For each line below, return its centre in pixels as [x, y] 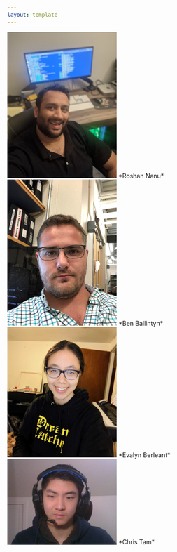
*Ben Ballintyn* [140, 323]
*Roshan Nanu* [141, 176]
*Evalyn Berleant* [144, 455]
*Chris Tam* [136, 542]
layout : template [33, 15]
